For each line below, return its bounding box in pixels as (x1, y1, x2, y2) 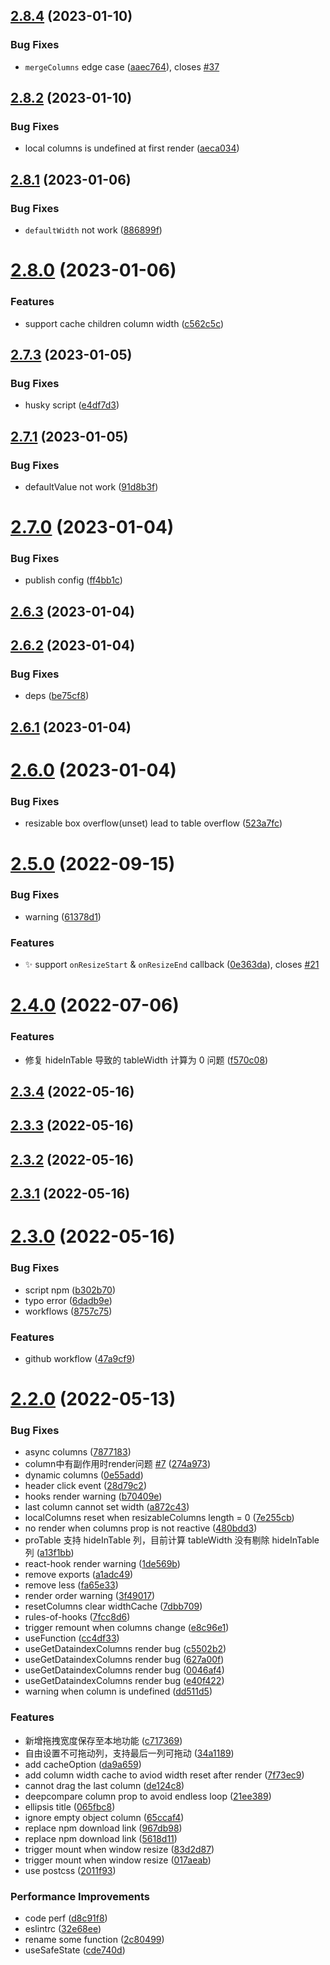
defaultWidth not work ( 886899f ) (24, 224, 163, 236)
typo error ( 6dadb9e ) (24, 1294, 113, 1306)
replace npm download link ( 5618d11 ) (24, 1832, 178, 1844)
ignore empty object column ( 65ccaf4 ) (24, 1811, 185, 1823)
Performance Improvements (10, 1889, 151, 1903)
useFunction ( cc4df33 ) (24, 1632, 120, 1644)
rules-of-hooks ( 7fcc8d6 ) (24, 1611, 131, 1623)
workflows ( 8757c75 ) (24, 1305, 113, 1317)
